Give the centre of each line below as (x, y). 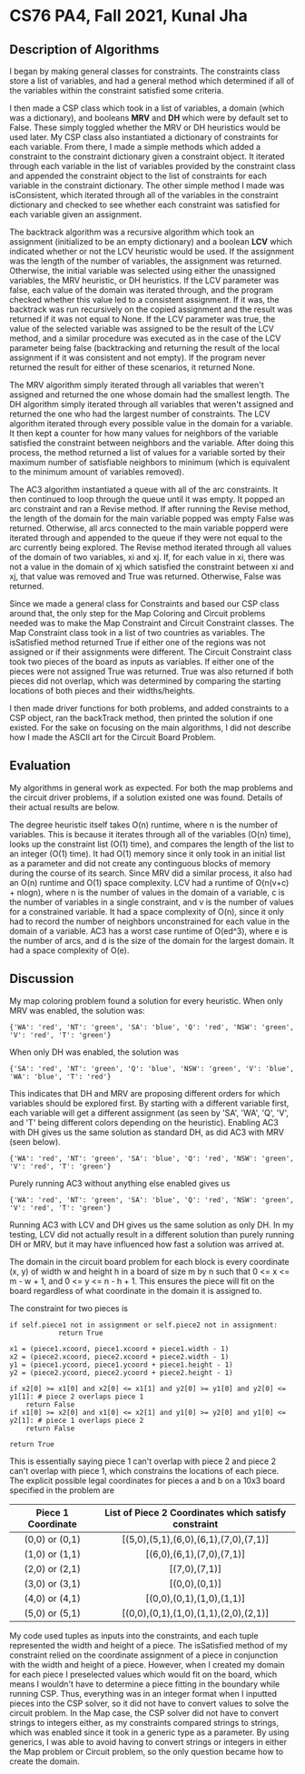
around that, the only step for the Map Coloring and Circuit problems (138, 613)
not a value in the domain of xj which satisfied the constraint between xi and (152, 566)
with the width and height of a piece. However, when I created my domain (147, 1664)
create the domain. (44, 1761)
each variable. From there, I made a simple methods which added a (135, 147)
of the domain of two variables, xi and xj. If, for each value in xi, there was (148, 557)
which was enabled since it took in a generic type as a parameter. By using (149, 1732)
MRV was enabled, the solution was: (77, 1010)
